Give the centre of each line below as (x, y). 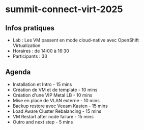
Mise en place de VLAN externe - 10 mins (56, 100)
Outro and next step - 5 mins (43, 122)
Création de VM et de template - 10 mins (55, 90)
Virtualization (26, 46)
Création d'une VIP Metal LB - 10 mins (52, 95)
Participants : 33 (30, 56)
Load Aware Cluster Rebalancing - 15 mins (57, 111)
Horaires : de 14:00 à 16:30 (41, 51)
